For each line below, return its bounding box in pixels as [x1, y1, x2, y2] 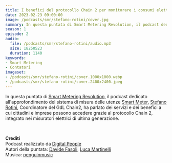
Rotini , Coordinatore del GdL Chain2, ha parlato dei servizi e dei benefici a [5, 104, 162, 111]
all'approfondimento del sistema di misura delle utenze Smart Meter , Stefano [5, 99, 167, 105]
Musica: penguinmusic [5, 151, 53, 157]
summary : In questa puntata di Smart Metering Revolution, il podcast [5, 22, 159, 27]
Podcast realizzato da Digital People [5, 140, 82, 147]
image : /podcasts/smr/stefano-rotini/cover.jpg [5, 17, 109, 22]
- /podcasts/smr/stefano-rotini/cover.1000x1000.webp [5, 75, 123, 80]
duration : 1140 [10, 50, 42, 56]
